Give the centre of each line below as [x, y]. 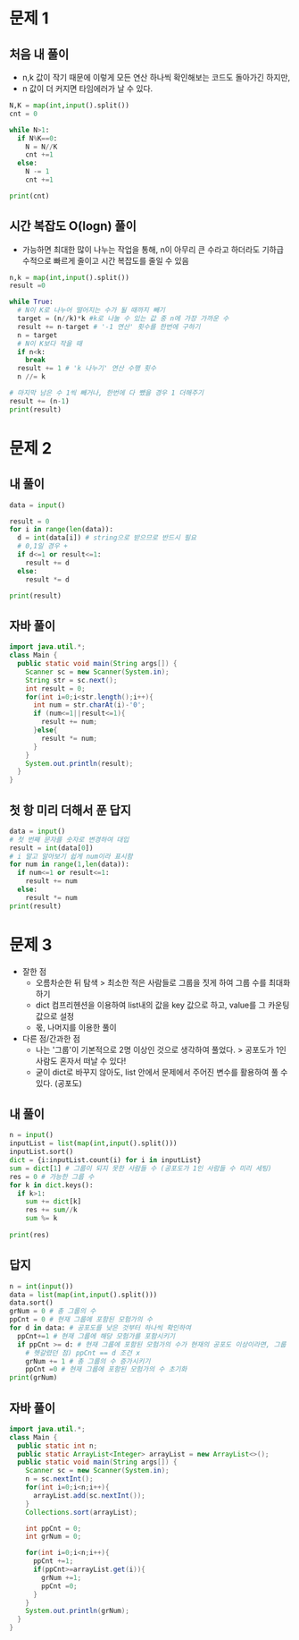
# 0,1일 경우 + [43, 547]
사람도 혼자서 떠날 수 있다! [81, 1060]
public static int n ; [58, 1446]
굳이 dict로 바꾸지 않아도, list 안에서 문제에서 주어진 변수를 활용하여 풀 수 [162, 1072]
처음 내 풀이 [39, 54]
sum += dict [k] [54, 1202]
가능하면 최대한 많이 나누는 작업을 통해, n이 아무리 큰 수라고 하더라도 [141, 249]
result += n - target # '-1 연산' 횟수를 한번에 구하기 [109, 327]
